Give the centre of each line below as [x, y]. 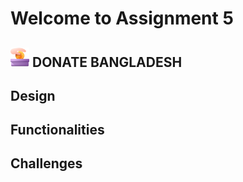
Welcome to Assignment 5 [122, 18]
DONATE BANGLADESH [107, 62]
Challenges [46, 163]
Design [33, 95]
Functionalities [57, 129]
